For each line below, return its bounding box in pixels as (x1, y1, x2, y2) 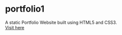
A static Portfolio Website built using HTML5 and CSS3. (5, 19, 117, 25)
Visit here (5, 24, 25, 30)
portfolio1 (5, 3, 45, 15)
